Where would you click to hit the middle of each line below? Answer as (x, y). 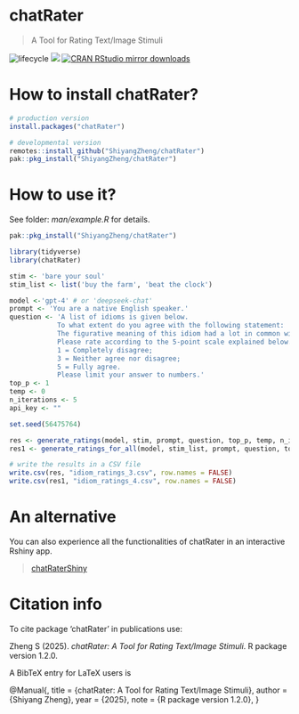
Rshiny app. (31, 551)
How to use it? (63, 195)
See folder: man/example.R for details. (80, 220)
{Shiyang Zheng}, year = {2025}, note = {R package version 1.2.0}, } (134, 699)
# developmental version (55, 142)
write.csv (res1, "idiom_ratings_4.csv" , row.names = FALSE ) (123, 482)
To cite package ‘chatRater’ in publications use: (96, 629)
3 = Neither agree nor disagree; (118, 358)
